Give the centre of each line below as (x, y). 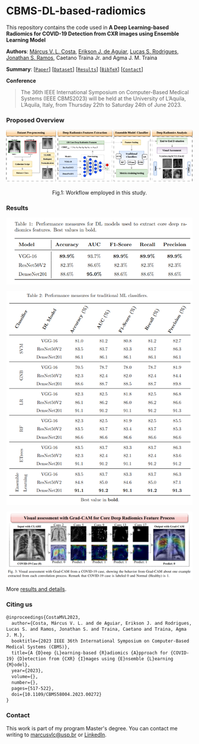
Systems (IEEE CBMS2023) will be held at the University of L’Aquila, (103, 98)
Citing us (19, 605)
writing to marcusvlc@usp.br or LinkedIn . (56, 735)
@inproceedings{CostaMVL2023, (44, 618)
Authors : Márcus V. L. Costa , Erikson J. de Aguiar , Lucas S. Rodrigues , (92, 51)
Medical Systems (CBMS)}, (38, 647)
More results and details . (36, 589)
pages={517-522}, (33, 689)
